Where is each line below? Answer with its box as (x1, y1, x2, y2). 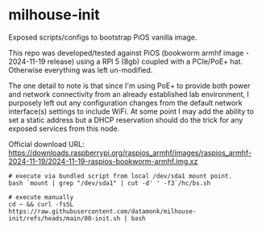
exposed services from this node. (8, 123, 120, 133)
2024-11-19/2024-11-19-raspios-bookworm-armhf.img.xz (8, 156, 198, 166)
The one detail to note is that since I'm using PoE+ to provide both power (8, 81, 251, 90)
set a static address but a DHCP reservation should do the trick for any (8, 115, 243, 124)
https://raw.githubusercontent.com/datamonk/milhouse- (8, 207, 197, 215)
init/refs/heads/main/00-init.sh (8, 214, 121, 223)
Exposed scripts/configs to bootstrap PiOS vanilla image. (8, 32, 198, 42)
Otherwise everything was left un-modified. (8, 65, 153, 74)
